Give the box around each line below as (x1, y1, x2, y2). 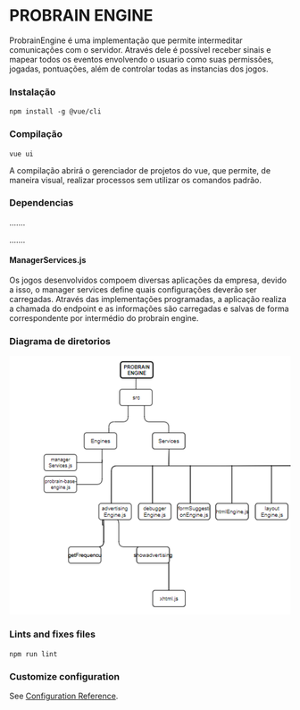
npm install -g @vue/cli (9, 107, 102, 116)
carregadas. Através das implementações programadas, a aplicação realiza (9, 294, 287, 305)
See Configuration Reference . (9, 690, 119, 702)
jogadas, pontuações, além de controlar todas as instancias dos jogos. (9, 63, 270, 74)
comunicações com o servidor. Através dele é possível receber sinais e (9, 44, 271, 55)
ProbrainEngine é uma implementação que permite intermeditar (9, 35, 243, 46)
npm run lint (9, 649, 58, 658)
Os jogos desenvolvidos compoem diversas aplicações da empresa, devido (9, 275, 287, 286)
